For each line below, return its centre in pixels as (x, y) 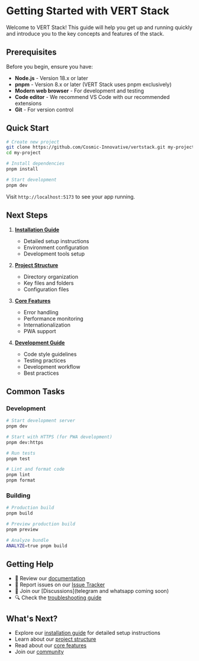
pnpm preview (22, 529)
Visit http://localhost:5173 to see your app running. (70, 196)
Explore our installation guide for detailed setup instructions (88, 633)
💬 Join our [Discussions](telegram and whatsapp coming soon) (92, 591)
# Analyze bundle (28, 540)
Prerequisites (31, 52)
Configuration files (46, 289)
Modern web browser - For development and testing (79, 91)
